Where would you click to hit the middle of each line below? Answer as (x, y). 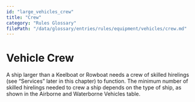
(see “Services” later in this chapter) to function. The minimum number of (97, 81)
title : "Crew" (24, 17)
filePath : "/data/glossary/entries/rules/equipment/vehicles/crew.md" (97, 28)
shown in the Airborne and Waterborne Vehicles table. (73, 94)
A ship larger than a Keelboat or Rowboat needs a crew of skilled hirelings (98, 75)
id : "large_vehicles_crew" (40, 12)
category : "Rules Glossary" (42, 23)
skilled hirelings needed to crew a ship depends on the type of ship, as (94, 88)
